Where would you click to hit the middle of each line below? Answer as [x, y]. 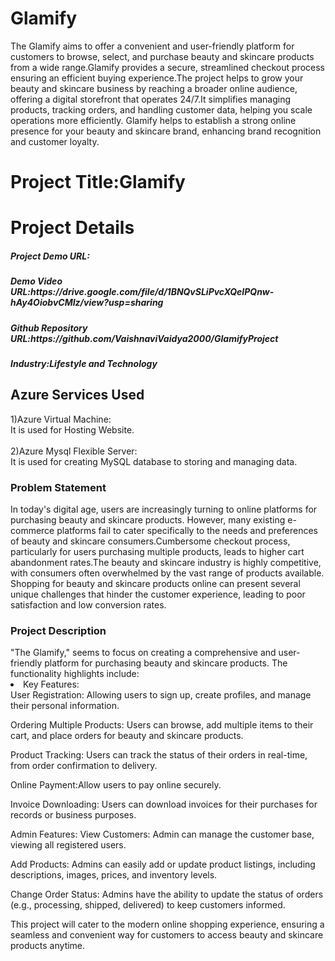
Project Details [72, 228]
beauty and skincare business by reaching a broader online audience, [154, 88]
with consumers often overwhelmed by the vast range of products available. [167, 573]
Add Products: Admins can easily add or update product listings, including [163, 864]
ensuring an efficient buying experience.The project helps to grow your [157, 78]
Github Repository [49, 328]
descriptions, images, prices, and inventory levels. [114, 875]
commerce [32, 531]
